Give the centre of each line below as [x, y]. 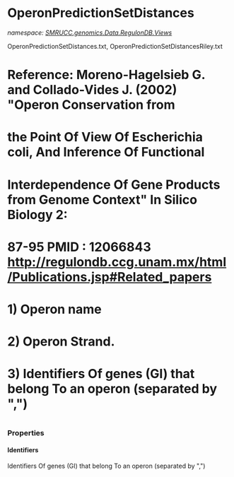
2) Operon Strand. [61, 342]
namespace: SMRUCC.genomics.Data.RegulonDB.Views [90, 33]
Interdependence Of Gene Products [114, 184]
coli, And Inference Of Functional [106, 152]
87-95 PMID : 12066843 [79, 247]
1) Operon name [55, 309]
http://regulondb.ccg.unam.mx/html [117, 262]
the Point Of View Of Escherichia [105, 137]
